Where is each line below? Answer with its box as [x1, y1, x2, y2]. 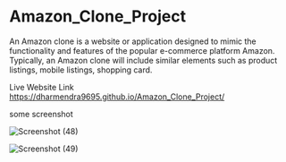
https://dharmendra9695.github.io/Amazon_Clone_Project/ [9, 91, 225, 102]
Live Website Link [9, 81, 74, 92]
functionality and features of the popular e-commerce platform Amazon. [9, 45, 275, 55]
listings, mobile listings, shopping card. [9, 64, 153, 75]
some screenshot [9, 108, 73, 119]
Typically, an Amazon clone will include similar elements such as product [9, 55, 278, 65]
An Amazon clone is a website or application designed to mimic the [9, 36, 257, 47]
